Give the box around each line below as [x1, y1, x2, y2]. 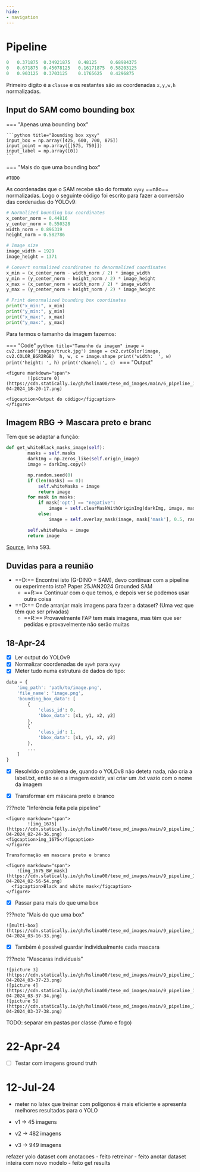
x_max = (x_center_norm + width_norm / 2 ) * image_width [6, 281, 151, 287]
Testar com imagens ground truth [14, 1059, 97, 1067]
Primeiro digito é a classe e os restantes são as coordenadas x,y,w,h [6, 82, 176, 89]
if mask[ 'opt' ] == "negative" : [37, 500, 116, 506]
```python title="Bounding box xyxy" [6, 132, 100, 138]
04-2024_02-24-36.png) [6, 831, 62, 837]
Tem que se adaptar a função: [6, 433, 80, 441]
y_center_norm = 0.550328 [6, 221, 70, 227]
